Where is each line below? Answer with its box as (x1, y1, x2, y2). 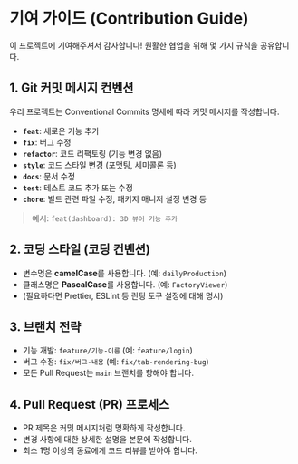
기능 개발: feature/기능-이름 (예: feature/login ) (22, 345, 193, 356)
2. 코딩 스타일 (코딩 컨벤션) (9, 242, 151, 257)
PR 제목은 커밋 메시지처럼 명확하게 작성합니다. (22, 422, 186, 433)
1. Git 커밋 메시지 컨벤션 (9, 81, 134, 96)
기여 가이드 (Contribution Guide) (9, 8, 249, 29)
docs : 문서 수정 (22, 170, 75, 181)
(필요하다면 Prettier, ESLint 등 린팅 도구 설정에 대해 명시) (22, 290, 224, 301)
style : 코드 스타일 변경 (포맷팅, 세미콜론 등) (22, 159, 177, 170)
